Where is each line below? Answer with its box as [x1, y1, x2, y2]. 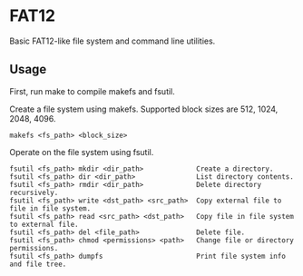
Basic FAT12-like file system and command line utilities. [9, 35, 216, 46]
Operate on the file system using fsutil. [9, 146, 154, 157]
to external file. [9, 220, 79, 229]
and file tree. [9, 260, 67, 269]
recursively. [9, 188, 59, 197]
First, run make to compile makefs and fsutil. [9, 85, 175, 96]
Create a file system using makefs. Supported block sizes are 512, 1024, [9, 103, 279, 114]
